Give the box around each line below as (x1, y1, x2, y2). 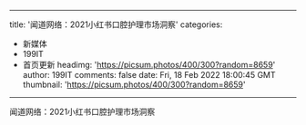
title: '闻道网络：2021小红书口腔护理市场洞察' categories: (9, 19, 223, 30)
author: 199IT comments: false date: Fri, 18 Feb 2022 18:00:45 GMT (22, 70, 276, 80)
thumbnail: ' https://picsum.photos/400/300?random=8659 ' (22, 79, 246, 90)
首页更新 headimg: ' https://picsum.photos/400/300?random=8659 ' (22, 60, 276, 70)
